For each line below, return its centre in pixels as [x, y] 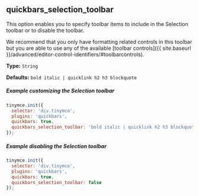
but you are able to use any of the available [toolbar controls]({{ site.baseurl [99, 48]
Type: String [22, 66]
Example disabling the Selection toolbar [56, 146]
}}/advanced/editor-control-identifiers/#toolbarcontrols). [75, 54]
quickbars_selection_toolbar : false [57, 182]
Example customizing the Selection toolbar [60, 91]
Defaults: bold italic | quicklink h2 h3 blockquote [72, 77]
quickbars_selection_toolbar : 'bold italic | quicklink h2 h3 [90, 127]
